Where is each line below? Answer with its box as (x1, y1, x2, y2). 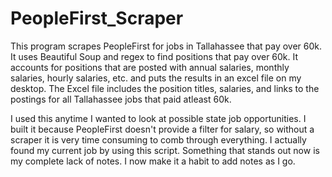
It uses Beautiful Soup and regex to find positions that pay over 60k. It (10, 50, 299, 62)
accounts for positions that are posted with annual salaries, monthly (10, 61, 290, 73)
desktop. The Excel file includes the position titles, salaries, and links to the (10, 82, 320, 94)
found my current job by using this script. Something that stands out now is (10, 144, 320, 156)
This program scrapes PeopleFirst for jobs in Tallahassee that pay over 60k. (10, 40, 322, 52)
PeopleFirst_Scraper (10, 7, 184, 30)
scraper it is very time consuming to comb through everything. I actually (10, 133, 307, 146)
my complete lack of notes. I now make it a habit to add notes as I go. (10, 155, 296, 167)
